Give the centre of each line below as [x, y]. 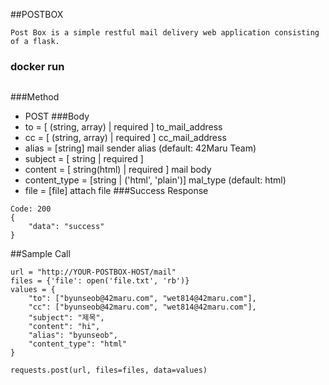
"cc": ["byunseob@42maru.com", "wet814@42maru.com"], [142, 307]
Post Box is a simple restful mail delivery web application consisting [165, 33]
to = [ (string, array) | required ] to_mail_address [123, 127]
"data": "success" [66, 227]
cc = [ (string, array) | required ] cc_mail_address [125, 138]
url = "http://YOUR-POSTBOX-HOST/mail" [93, 272]
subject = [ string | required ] [84, 159]
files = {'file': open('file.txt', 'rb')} [100, 281]
